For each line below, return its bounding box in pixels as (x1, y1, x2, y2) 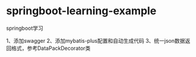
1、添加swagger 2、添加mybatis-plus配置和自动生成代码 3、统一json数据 (6, 37, 185, 44)
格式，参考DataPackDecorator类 (11, 45, 91, 52)
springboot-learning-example (6, 4, 157, 18)
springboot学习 (6, 24, 43, 31)
